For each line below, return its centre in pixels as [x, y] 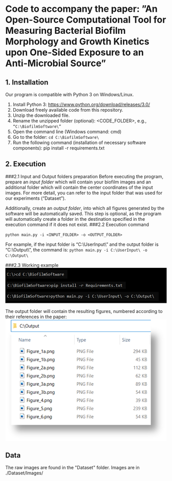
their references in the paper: [36, 317]
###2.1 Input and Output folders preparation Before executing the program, [84, 176]
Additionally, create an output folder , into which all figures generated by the [85, 208]
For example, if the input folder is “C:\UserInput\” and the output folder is [82, 244]
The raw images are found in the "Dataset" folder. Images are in [72, 468]
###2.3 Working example [32, 265]
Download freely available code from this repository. [68, 110]
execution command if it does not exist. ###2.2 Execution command [77, 224]
